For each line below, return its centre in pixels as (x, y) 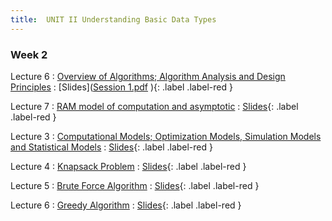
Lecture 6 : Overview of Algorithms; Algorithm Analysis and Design (148, 76)
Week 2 (29, 54)
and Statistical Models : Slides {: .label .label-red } (111, 147)
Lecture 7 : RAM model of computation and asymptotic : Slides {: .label (154, 106)
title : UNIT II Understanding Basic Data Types (113, 19)
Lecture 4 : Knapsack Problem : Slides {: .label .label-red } (128, 166)
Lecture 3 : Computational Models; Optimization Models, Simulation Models (166, 136)
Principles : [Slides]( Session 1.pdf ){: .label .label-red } (121, 87)
